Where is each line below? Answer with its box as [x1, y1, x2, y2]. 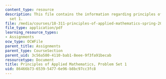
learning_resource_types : [5, 30, 58, 35]
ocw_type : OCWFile [5, 39, 43, 44]
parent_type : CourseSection [5, 48, 63, 53]
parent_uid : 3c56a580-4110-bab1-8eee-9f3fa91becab [5, 53, 112, 58]
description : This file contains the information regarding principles [5, 12, 156, 17]
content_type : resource [5, 7, 54, 12]
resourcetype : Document [5, 57, 54, 62]
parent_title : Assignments [5, 44, 61, 49]
